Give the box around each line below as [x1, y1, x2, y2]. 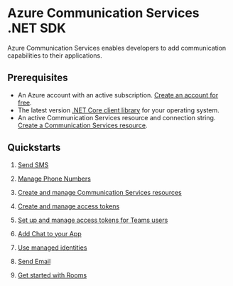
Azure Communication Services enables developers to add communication [7, 43, 227, 52]
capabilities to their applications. [7, 51, 103, 60]
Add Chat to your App [17, 229, 82, 238]
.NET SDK [7, 20, 66, 36]
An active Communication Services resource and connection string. [17, 113, 216, 122]
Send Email [17, 257, 51, 265]
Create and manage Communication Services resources [17, 188, 183, 196]
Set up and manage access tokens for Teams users [17, 216, 168, 224]
